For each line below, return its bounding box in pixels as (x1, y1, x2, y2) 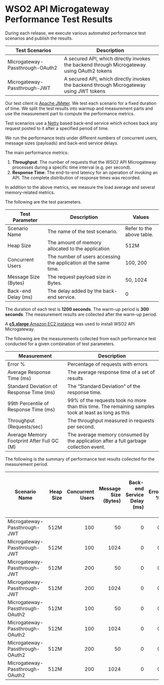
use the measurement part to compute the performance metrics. (5, 110, 135, 116)
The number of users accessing (47, 253, 121, 260)
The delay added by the (47, 287, 102, 294)
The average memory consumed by (67, 431, 149, 438)
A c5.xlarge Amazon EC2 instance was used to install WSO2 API (5, 321, 135, 327)
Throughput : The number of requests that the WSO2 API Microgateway (12, 159, 157, 165)
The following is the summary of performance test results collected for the (5, 456, 155, 462)
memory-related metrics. (5, 189, 55, 195)
